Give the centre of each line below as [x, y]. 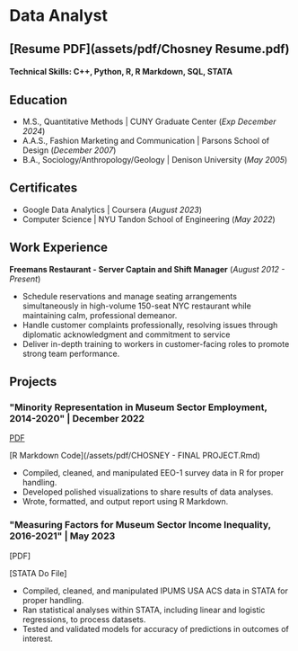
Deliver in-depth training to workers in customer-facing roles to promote [156, 343]
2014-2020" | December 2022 [77, 418]
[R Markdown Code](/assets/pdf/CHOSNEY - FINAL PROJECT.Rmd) [135, 456]
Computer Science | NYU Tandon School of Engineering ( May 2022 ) [149, 219]
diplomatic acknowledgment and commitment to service [126, 334]
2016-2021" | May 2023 [62, 536]
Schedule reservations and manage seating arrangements [130, 296]
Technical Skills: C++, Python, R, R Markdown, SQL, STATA [121, 72]
